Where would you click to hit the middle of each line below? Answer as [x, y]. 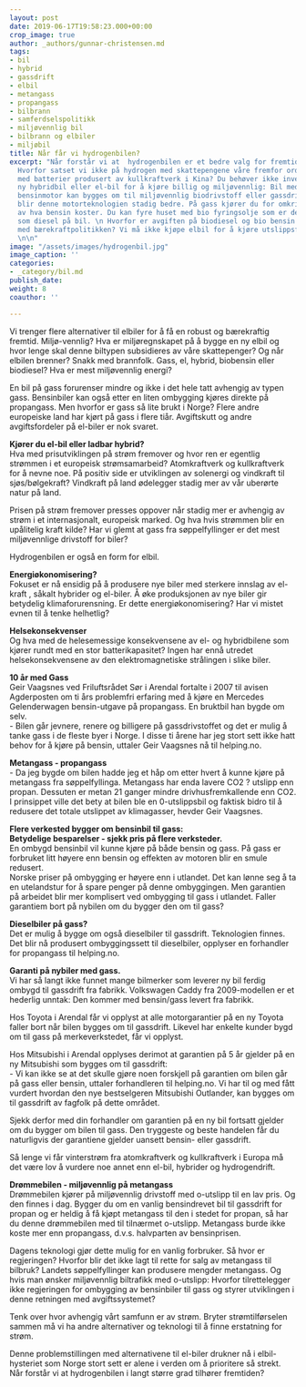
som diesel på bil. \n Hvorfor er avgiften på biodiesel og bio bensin [157, 221]
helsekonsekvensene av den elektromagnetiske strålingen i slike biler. [140, 659]
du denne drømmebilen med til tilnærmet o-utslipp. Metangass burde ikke [148, 1223]
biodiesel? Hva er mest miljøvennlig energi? [91, 370]
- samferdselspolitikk [52, 119]
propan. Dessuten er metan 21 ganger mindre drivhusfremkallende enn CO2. [153, 791]
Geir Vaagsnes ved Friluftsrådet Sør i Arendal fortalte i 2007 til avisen [139, 687]
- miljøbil [30, 145]
